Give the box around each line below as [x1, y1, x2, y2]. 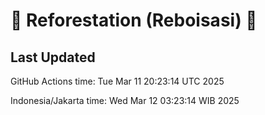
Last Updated [10, 49, 96, 66]
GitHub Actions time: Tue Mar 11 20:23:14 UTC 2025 [10, 75, 225, 87]
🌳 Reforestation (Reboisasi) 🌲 [10, 9, 258, 32]
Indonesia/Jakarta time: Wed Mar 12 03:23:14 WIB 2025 [10, 95, 240, 106]
